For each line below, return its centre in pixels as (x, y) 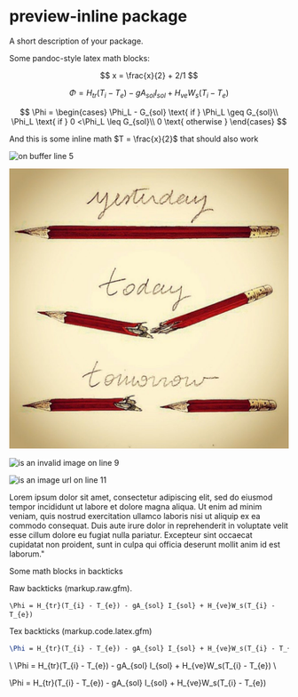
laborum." (27, 554)
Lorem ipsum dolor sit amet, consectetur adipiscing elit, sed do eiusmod (141, 497)
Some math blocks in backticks (66, 571)
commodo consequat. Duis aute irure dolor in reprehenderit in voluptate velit (149, 525)
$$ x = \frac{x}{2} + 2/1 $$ (149, 75)
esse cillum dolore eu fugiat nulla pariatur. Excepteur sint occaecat (131, 534)
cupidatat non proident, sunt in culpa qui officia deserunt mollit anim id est (145, 544)
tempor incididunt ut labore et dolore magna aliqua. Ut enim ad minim (136, 506)
